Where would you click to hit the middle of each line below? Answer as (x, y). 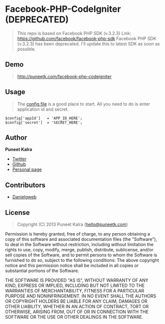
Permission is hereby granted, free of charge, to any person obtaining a (78, 234)
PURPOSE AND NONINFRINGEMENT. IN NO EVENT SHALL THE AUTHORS (81, 296)
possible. (26, 49)
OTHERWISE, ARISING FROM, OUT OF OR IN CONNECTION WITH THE (77, 312)
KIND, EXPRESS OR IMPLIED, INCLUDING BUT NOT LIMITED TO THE (75, 285)
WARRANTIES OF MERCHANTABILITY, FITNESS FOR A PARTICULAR (75, 291)
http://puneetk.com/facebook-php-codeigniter (64, 76)
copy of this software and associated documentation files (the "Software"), (81, 239)
